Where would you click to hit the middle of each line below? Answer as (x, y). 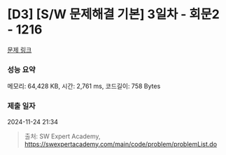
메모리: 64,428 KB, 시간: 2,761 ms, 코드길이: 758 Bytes (84, 86)
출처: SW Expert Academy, (62, 136)
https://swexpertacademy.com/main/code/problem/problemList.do (121, 144)
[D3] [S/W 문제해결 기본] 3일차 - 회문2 (114, 14)
